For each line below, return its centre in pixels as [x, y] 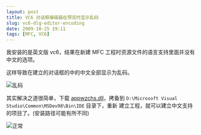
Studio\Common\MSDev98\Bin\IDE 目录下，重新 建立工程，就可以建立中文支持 [100, 105]
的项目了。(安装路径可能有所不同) [48, 113]
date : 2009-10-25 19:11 [36, 29]
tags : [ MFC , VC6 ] [28, 34]
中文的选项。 [22, 60]
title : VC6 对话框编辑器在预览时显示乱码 [53, 17]
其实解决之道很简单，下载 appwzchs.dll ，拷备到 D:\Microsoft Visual [92, 98]
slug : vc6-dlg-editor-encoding [45, 23]
